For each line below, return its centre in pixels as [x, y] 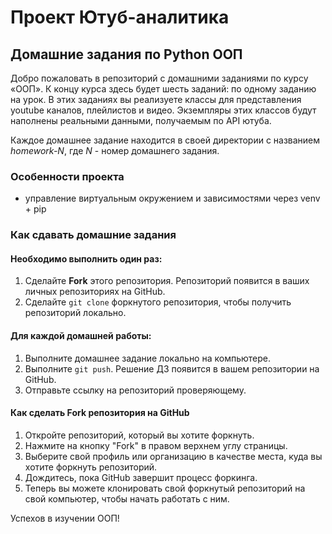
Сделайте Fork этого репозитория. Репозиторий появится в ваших [167, 281]
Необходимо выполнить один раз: [86, 258]
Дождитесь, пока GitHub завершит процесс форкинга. [141, 477]
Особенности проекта [67, 176]
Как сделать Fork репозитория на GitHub [100, 413]
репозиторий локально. [75, 313]
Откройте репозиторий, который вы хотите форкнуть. [139, 435]
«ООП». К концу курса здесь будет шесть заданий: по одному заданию [163, 89]
